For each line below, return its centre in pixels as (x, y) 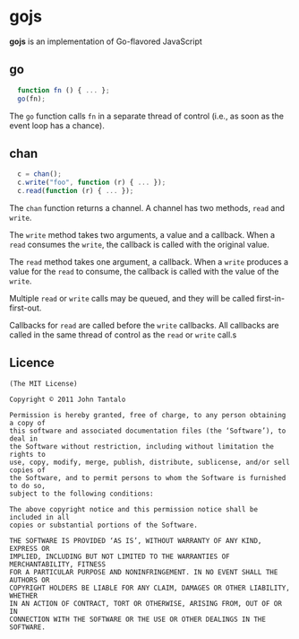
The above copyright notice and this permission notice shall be (133, 509)
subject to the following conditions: (81, 494)
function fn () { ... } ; (64, 90)
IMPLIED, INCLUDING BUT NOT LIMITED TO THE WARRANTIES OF (120, 556)
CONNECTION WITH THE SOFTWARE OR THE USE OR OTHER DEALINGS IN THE (138, 619)
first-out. (26, 308)
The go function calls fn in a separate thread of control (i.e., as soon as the (147, 116)
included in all (39, 517)
